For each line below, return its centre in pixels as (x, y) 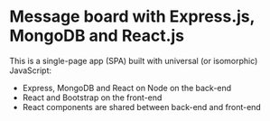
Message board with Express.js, (132, 17)
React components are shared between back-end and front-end (142, 107)
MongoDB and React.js (97, 36)
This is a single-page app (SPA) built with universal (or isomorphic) (134, 60)
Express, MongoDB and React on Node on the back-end (127, 88)
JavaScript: (31, 70)
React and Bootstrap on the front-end (92, 98)
